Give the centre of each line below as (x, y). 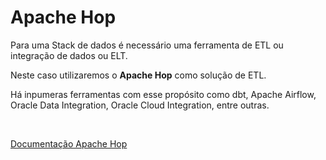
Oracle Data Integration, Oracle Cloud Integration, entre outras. (140, 105)
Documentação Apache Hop (69, 143)
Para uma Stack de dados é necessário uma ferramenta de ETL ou (147, 45)
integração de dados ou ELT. (69, 55)
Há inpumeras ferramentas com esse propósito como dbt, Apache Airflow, (163, 94)
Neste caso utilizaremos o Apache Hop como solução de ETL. (138, 75)
